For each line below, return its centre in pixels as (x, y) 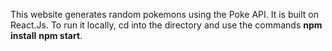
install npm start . (46, 35)
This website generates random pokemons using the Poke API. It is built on (164, 14)
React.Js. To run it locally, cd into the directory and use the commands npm (166, 25)
